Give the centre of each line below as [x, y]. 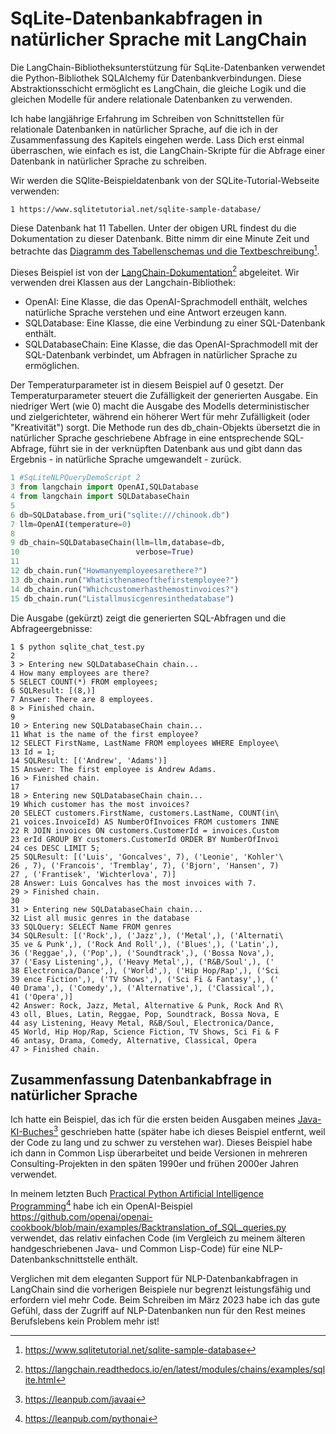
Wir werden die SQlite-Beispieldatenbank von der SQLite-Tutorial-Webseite [165, 180]
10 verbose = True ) [102, 552]
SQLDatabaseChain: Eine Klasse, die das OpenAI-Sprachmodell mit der [171, 344]
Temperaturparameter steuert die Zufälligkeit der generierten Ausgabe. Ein [164, 396]
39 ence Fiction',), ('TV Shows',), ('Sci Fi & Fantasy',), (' [145, 979]
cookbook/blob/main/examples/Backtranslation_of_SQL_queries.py [148, 1227]
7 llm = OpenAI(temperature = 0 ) [71, 524]
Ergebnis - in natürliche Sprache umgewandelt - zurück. [126, 459]
